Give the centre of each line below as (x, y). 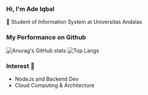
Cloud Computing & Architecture (55, 85)
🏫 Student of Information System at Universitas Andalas (74, 22)
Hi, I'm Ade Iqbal (30, 9)
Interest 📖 (21, 66)
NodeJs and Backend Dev (47, 79)
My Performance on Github (46, 38)
